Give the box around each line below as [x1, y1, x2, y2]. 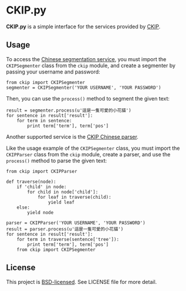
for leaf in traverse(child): [37, 194, 111, 200]
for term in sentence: [16, 118, 72, 123]
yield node [27, 209, 54, 215]
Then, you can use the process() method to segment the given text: [6, 95, 170, 102]
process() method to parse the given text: [6, 157, 107, 164]
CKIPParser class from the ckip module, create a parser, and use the [6, 150, 171, 158]
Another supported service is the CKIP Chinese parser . [6, 133, 139, 140]
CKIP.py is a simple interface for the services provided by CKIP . [6, 23, 161, 30]
